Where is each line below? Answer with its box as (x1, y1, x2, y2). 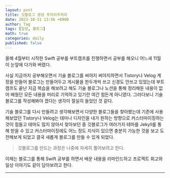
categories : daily (5, 36, 44, 41)
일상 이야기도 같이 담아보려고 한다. (5, 162, 73, 168)
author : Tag (5, 21, 30, 27)
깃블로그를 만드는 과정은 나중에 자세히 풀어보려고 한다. (17, 144, 125, 151)
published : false (5, 41, 42, 46)
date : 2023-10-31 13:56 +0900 (5, 17, 69, 22)
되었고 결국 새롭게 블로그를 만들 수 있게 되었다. (22, 134, 115, 140)
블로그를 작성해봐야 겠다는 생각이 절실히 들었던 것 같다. (5, 98, 113, 104)
